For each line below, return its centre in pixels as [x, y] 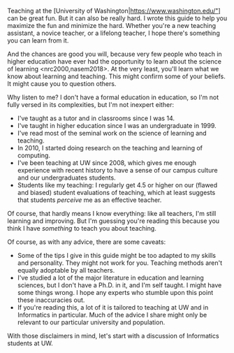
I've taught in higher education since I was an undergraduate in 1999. [117, 125]
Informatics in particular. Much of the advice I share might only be [112, 315]
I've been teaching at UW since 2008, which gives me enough [107, 163]
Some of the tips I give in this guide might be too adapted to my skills [117, 255]
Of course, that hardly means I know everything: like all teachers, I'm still [112, 214]
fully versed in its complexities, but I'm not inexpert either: [91, 105]
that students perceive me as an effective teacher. [89, 200]
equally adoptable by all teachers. [66, 270]
